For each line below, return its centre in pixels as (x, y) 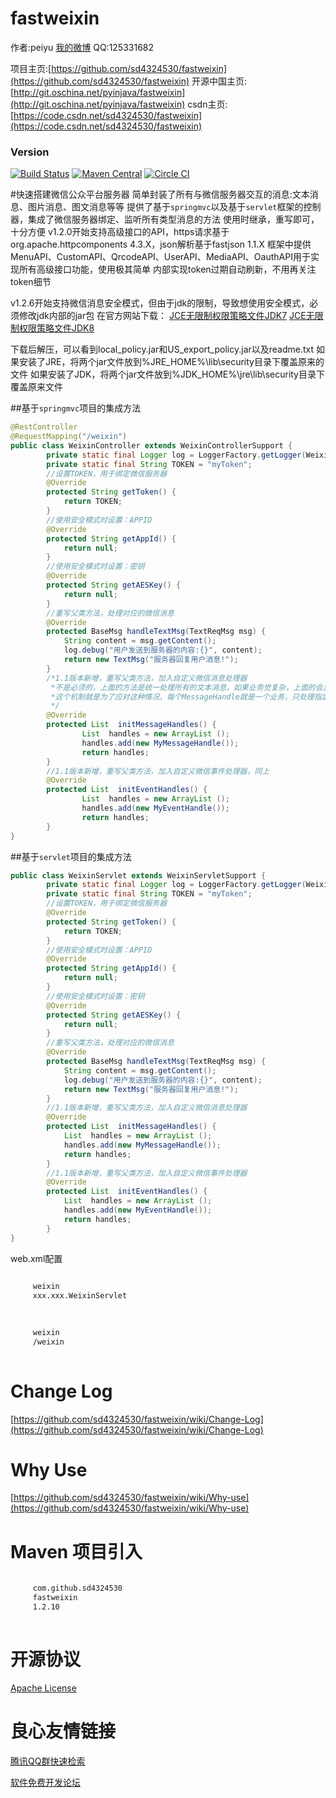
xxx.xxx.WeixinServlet (80, 1296)
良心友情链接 (63, 1731)
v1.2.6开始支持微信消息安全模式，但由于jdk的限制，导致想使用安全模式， (160, 303)
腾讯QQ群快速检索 (48, 1761)
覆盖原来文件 (36, 387)
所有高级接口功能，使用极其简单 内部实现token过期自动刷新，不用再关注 (167, 269)
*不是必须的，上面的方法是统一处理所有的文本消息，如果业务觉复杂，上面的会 (186, 687)
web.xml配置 (36, 1258)
